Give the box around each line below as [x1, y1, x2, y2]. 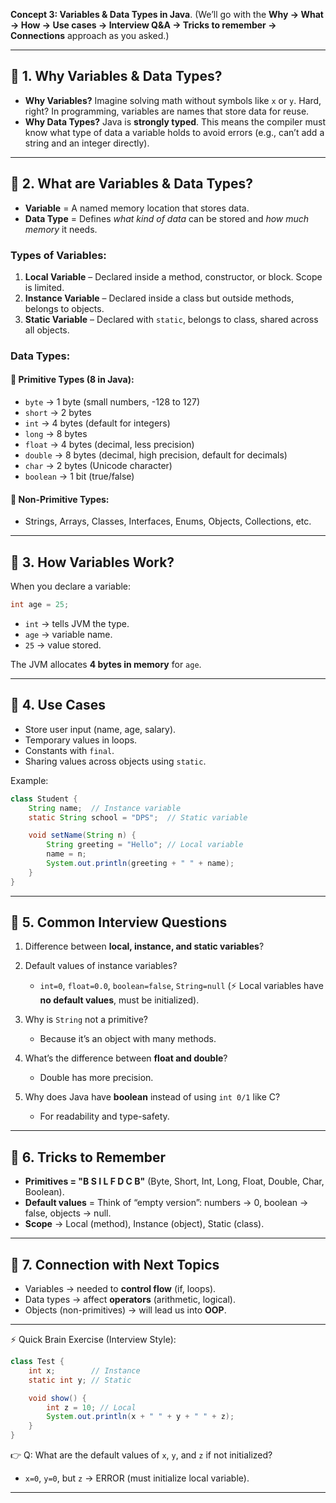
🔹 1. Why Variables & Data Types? [10, 68, 223, 85]
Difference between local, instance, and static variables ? [24, 940, 265, 953]
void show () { [28, 1393, 87, 1403]
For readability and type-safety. [39, 1110, 170, 1123]
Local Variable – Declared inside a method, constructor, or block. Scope [24, 270, 323, 283]
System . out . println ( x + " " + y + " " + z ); [46, 1412, 235, 1422]
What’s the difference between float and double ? [24, 1052, 228, 1064]
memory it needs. [24, 223, 98, 235]
